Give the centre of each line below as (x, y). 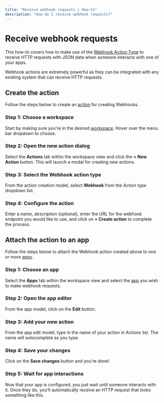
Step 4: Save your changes (38, 350)
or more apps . (19, 257)
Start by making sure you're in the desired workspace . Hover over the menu (82, 128)
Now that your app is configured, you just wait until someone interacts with (81, 384)
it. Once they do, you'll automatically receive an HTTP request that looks (78, 390)
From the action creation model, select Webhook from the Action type (76, 185)
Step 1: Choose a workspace (39, 117)
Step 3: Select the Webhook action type (53, 174)
